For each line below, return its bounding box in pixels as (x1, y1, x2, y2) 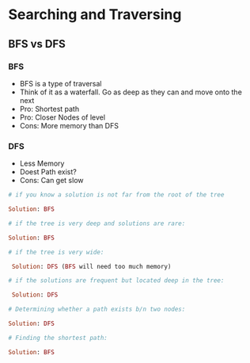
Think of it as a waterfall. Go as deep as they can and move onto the (19, 87, 243, 97)
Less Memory (19, 159, 65, 168)
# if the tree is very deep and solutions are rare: (8, 220, 186, 227)
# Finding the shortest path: (8, 334, 108, 342)
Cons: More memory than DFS (19, 120, 119, 130)
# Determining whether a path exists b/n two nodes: (8, 305, 186, 314)
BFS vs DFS (8, 37, 66, 51)
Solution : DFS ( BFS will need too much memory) (11, 262, 172, 270)
